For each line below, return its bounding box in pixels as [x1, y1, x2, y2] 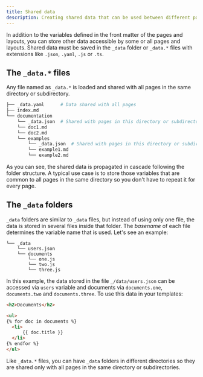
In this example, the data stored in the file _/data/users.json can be [6, 277, 175, 284]
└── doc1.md [17, 124, 47, 130]
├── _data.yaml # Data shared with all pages [6, 102, 137, 108]
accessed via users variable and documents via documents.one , [6, 284, 163, 291]
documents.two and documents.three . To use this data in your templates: [6, 290, 183, 297]
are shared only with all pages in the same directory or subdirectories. [6, 363, 181, 371]
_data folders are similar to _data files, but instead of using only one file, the [6, 215, 195, 223]
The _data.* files [6, 68, 71, 78]
